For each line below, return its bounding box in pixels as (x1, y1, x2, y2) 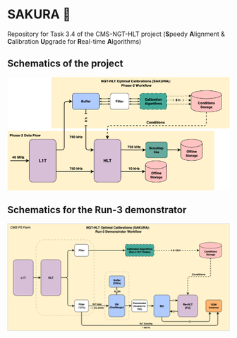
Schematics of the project (7, 58, 123, 70)
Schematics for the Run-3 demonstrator (7, 204, 187, 216)
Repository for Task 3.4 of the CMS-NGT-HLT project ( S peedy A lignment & (7, 30, 226, 38)
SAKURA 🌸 (7, 6, 71, 23)
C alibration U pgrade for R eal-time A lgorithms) (7, 37, 142, 45)
